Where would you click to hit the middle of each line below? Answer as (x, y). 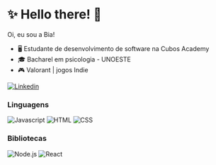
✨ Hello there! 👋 (55, 15)
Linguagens (28, 104)
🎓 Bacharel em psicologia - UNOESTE (74, 59)
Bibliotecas (27, 139)
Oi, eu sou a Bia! (31, 34)
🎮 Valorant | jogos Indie (53, 69)
